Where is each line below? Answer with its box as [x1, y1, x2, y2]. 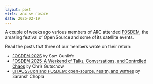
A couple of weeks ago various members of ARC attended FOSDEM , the [5, 29, 149, 35]
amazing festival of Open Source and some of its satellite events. [5, 34, 134, 40]
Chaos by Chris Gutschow [12, 63, 64, 69]
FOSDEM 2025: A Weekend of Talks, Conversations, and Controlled [12, 58, 147, 64]
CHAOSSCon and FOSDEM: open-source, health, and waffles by [12, 69, 140, 74]
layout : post [5, 7, 31, 12]
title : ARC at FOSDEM [5, 12, 49, 16]
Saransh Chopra [12, 73, 45, 80]
